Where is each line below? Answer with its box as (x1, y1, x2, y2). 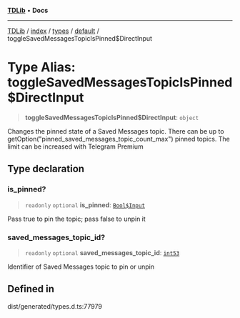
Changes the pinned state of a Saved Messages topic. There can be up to (7, 126, 224, 135)
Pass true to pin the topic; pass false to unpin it (7, 214, 146, 223)
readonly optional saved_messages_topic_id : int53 (24, 248, 180, 257)
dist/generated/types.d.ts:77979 (7, 302, 102, 310)
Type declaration (7, 163, 84, 175)
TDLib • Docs (7, 6, 49, 14)
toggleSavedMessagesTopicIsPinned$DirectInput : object (24, 113, 199, 121)
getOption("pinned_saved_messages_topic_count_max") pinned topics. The (7, 134, 231, 143)
